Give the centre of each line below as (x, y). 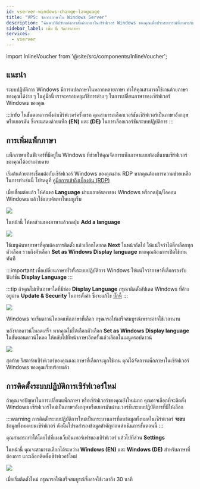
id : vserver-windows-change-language (53, 12)
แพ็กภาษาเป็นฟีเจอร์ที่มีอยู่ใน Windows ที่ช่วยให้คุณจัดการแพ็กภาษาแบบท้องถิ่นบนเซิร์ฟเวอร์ (97, 155)
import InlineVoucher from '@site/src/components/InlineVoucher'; (87, 56)
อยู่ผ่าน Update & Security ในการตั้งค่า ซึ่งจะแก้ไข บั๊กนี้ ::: (67, 295)
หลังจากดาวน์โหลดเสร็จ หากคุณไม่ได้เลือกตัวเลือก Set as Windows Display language (98, 331)
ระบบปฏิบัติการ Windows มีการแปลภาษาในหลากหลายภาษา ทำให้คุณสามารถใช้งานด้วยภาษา (97, 89)
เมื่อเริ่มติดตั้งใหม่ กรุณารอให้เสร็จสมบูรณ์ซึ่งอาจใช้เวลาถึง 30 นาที (69, 479)
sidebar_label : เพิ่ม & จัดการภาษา (43, 28)
